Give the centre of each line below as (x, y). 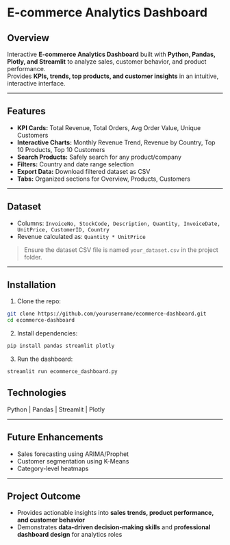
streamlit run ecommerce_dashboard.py (62, 372)
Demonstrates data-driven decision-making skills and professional (114, 527)
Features (26, 111)
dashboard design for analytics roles (69, 535)
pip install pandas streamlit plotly (61, 346)
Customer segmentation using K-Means (73, 461)
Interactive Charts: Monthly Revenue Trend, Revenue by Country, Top (116, 142)
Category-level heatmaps (53, 468)
